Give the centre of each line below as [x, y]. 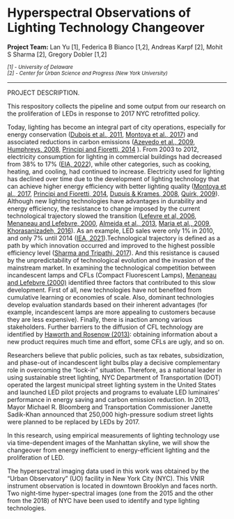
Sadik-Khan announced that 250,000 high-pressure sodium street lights [110, 414]
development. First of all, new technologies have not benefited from [104, 290]
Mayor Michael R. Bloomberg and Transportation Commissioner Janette [110, 407]
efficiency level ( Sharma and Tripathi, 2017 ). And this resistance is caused [113, 253]
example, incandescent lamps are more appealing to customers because [111, 312]
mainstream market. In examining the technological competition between [112, 268]
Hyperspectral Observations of [99, 13]
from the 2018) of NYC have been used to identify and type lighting [103, 500]
